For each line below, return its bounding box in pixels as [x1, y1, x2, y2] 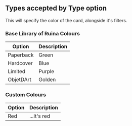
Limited [8, 68, 26, 75]
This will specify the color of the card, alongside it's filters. [5, 17, 127, 23]
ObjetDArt [8, 76, 32, 83]
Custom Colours [5, 91, 47, 98]
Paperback [8, 51, 34, 58]
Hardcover [8, 60, 33, 67]
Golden [38, 76, 56, 83]
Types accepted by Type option [5, 4, 107, 13]
